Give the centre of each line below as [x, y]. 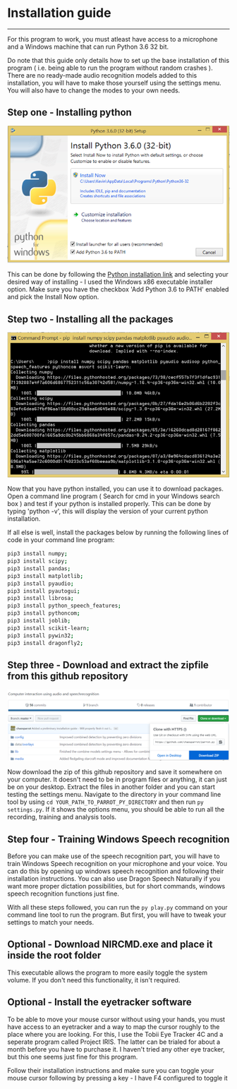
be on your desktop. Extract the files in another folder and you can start [111, 787]
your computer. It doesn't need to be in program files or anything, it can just [117, 780]
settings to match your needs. [50, 922]
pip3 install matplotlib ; [45, 576]
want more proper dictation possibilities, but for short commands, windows [116, 886]
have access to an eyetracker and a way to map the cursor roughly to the [114, 1027]
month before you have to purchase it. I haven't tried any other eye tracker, [116, 1049]
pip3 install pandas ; [39, 568]
